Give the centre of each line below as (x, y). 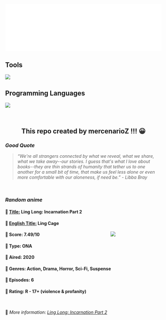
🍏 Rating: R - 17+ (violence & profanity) (46, 292)
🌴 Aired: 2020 (20, 257)
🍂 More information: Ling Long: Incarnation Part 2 (56, 312)
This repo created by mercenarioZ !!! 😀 (83, 131)
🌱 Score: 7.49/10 (22, 234)
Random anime (24, 200)
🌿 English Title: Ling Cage (32, 223)
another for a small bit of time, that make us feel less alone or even (86, 172)
